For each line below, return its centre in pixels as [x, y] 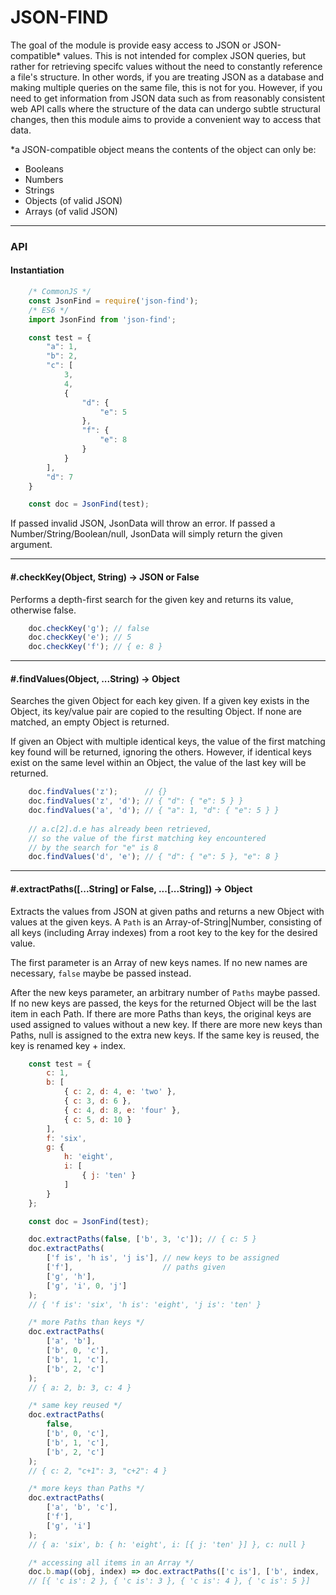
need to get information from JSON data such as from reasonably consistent [168, 98]
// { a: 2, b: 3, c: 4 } [80, 1387]
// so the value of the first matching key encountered [147, 838]
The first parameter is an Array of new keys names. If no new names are [159, 962]
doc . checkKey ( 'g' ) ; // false [89, 628]
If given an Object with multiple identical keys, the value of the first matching [168, 742]
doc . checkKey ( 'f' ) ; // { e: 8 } [95, 647]
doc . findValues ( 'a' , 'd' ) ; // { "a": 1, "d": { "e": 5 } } [154, 811]
